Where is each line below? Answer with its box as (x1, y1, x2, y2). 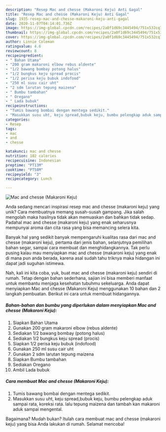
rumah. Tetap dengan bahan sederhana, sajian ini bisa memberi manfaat (5, 275, 152, 281)
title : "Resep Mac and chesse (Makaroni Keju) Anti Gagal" (5, 12, 130, 17)
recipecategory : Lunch (5, 176, 52, 181)
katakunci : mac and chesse (5, 149, 61, 154)
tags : (5, 126, 17, 131)
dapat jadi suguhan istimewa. (5, 261, 65, 266)
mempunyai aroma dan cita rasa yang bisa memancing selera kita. (5, 225, 140, 231)
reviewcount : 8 (5, 48, 37, 53)
